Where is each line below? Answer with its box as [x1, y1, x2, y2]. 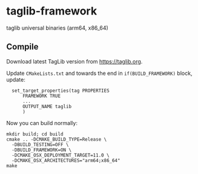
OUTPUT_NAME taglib [22, 103, 71, 109]
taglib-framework [6, 4, 97, 18]
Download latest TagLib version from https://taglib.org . [6, 57, 143, 65]
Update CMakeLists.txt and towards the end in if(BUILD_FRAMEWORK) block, [6, 69, 193, 77]
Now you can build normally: [6, 119, 78, 126]
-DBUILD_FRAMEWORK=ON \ [12, 147, 71, 153]
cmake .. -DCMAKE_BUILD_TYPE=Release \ [6, 136, 107, 143]
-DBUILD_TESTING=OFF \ [12, 141, 69, 147]
